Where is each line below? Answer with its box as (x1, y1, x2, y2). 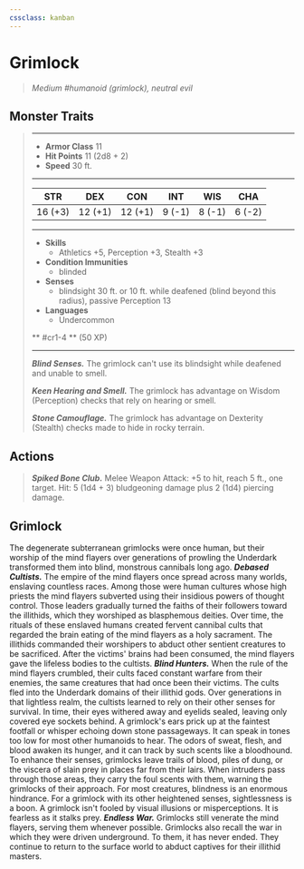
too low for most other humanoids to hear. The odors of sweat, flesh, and (9, 736, 282, 746)
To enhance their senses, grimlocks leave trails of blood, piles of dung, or (9, 755, 283, 765)
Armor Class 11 (44, 142, 102, 152)
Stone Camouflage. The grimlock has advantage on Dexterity (31, 413, 264, 424)
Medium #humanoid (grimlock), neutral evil (31, 83, 193, 93)
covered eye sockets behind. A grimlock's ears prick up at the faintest (9, 716, 271, 727)
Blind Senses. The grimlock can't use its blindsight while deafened (31, 358, 282, 369)
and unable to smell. (31, 368, 108, 379)
